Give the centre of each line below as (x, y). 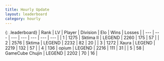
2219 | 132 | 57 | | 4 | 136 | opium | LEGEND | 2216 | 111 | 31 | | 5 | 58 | (75, 48)
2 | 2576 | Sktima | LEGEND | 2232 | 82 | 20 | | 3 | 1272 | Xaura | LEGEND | (80, 43)
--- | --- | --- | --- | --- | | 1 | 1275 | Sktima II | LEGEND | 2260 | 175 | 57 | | (85, 38)
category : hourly (23, 19)
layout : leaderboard (26, 14)
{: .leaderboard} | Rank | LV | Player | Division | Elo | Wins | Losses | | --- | (80, 33)
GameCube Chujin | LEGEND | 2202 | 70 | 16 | (51, 53)
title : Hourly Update (27, 10)
